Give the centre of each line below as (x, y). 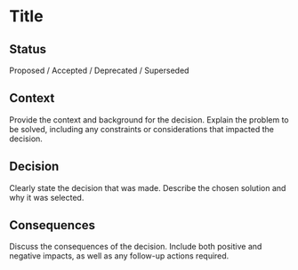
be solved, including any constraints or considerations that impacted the (141, 129)
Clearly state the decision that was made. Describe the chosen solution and (148, 187)
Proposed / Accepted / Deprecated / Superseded (99, 70)
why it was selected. (47, 197)
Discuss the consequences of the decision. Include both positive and (136, 247)
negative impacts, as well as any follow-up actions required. (119, 256)
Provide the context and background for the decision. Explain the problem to (149, 119)
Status (28, 49)
